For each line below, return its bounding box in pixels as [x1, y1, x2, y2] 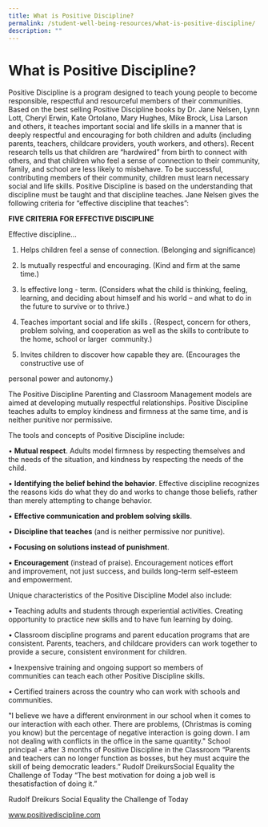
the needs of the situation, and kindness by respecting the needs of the [8, 455, 244, 464]
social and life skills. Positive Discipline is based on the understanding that [8, 181, 254, 191]
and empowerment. [8, 575, 73, 585]
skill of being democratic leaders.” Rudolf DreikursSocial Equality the [8, 762, 234, 772]
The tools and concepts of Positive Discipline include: [8, 431, 186, 440]
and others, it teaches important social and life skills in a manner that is [8, 122, 242, 132]
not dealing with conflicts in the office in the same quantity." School [8, 736, 230, 746]
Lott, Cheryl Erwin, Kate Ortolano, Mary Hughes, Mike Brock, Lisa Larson [8, 113, 248, 123]
